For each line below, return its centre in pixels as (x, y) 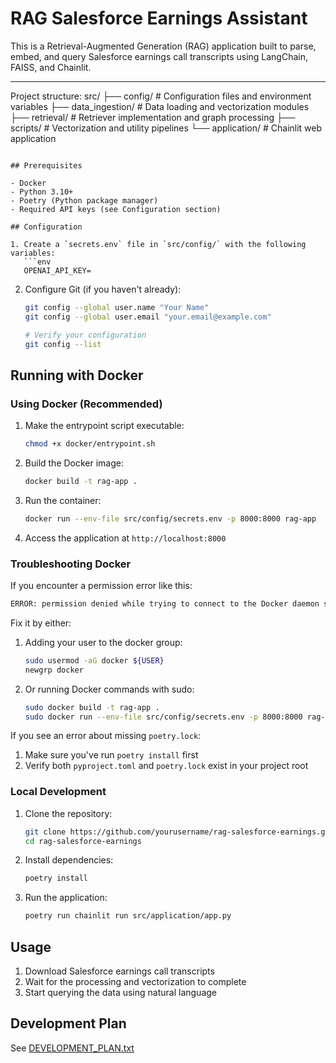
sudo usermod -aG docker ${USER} (94, 660)
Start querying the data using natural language (120, 993)
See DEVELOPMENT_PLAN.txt (72, 1048)
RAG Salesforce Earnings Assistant (159, 18)
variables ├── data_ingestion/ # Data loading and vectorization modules (160, 106)
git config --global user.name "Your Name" (117, 307)
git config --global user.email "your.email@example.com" (148, 317)
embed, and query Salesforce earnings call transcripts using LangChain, (159, 56)
